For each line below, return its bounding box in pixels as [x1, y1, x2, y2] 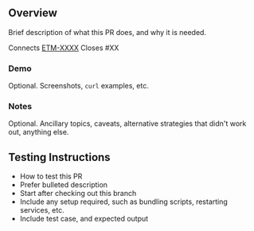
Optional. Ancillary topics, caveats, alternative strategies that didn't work [8, 119, 247, 128]
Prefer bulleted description [19, 180, 108, 190]
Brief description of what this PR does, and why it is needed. [8, 27, 207, 37]
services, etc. [19, 206, 65, 215]
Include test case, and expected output [19, 214, 149, 224]
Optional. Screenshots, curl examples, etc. [8, 81, 149, 91]
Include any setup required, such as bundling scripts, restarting [19, 197, 229, 206]
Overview [8, 6, 58, 20]
